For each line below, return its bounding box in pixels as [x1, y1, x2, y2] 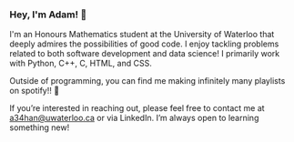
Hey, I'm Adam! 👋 [9, 8, 87, 21]
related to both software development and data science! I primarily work [9, 48, 280, 59]
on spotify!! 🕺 [9, 86, 60, 96]
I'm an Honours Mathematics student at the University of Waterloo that [9, 29, 275, 40]
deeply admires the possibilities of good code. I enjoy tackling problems [9, 38, 279, 49]
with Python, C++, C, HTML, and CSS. [9, 58, 152, 69]
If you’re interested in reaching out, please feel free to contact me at [9, 103, 266, 114]
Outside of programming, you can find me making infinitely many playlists [9, 76, 286, 86]
